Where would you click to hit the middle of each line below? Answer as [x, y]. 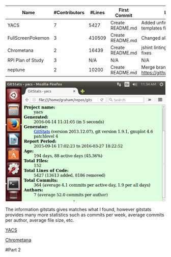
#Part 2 [13, 249]
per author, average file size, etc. [40, 220]
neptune [16, 70]
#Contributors [69, 12]
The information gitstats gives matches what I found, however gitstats [78, 209]
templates [152, 28]
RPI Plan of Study [26, 60]
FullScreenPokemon [28, 38]
